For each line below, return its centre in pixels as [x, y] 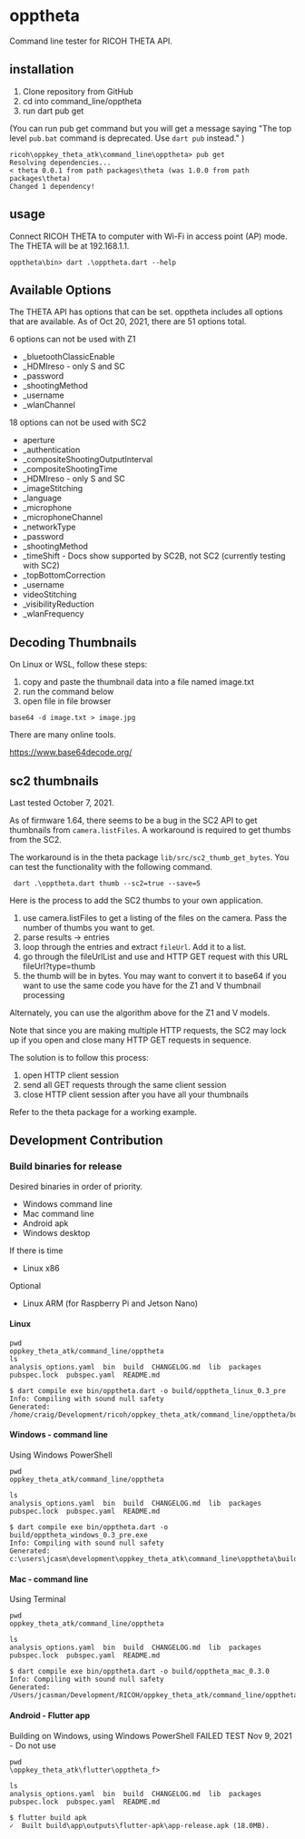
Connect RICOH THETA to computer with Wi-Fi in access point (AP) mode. [148, 236]
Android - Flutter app [50, 1715]
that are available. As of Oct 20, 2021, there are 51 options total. [128, 321]
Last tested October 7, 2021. [62, 803]
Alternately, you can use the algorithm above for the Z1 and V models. [140, 1013]
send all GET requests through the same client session [124, 1085]
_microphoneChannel [62, 518]
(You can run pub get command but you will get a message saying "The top [151, 128]
